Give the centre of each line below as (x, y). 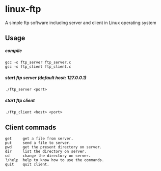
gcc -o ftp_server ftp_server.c (38, 62)
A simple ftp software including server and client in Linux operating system (81, 23)
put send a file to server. (38, 143)
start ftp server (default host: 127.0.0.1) (46, 78)
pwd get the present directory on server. (54, 147)
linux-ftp (23, 9)
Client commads (31, 127)
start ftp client (20, 100)
